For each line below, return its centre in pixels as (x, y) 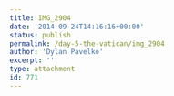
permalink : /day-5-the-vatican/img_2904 (87, 43)
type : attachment (42, 69)
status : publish (40, 35)
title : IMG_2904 (40, 18)
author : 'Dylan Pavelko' (56, 52)
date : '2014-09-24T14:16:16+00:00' (77, 27)
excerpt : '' (32, 60)
